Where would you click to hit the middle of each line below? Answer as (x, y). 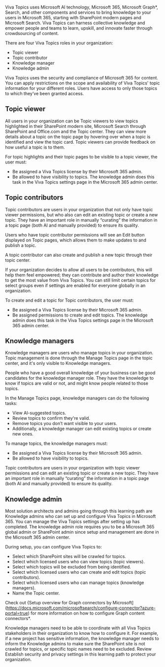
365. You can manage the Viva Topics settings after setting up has (72, 522)
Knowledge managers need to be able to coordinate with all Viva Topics (78, 628)
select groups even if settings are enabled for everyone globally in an (75, 285)
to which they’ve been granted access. (45, 94)
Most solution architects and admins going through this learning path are (79, 511)
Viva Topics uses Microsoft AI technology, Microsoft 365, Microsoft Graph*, (82, 7)
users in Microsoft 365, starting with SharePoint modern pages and (73, 18)
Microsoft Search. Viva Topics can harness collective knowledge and (75, 23)
